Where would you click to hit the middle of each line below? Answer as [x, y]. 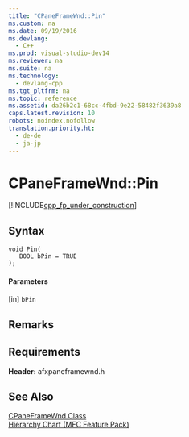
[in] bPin [22, 299]
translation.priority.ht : [51, 128]
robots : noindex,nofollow [51, 121]
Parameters [28, 281]
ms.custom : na [32, 23]
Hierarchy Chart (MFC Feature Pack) [69, 425]
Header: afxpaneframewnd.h [57, 371]
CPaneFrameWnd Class [47, 416]
